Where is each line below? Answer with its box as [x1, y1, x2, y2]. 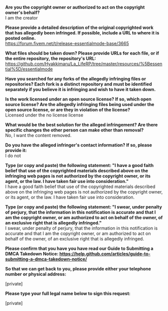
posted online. [5, 35, 36, 41]
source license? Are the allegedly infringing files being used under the [5, 101, 154, 107]
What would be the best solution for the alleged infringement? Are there [5, 122, 158, 127]
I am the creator [5, 15, 38, 20]
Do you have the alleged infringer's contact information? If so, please [5, 142, 152, 148]
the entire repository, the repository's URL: [5, 55, 96, 61]
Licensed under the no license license [5, 112, 83, 118]
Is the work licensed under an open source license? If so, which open [5, 96, 151, 102]
